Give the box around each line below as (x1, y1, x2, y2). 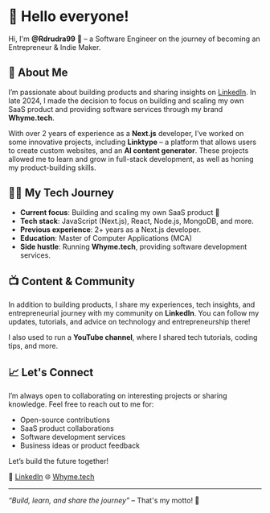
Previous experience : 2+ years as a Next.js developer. (19, 225, 202, 234)
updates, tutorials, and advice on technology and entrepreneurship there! (8, 317, 251, 327)
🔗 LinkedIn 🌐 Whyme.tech (8, 472, 95, 482)
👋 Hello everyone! (8, 7, 129, 26)
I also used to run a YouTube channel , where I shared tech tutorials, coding (8, 333, 258, 342)
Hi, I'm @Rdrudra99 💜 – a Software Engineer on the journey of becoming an (8, 34, 260, 43)
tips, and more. (8, 341, 59, 351)
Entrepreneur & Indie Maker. (8, 42, 101, 52)
